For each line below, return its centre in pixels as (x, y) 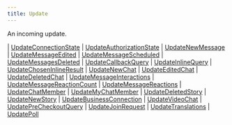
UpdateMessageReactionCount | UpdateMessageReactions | (94, 84)
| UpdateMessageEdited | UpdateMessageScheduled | (85, 54)
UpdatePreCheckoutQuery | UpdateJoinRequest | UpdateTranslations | (109, 106)
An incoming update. (37, 34)
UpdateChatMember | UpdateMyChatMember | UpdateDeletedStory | (107, 91)
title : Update (28, 14)
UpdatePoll (23, 114)
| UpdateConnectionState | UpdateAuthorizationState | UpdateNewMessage (116, 47)
